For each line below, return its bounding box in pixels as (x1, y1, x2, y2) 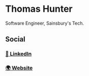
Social (5, 35, 25, 44)
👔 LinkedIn (5, 50, 32, 58)
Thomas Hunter (5, 3, 73, 15)
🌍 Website (5, 65, 33, 72)
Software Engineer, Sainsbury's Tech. (5, 20, 84, 26)
